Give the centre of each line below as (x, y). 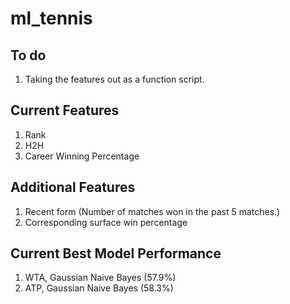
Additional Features (73, 187)
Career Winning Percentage (82, 156)
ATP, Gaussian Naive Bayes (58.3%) (99, 288)
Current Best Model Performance (116, 253)
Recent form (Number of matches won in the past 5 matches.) (152, 211)
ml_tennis (51, 18)
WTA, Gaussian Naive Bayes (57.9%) (100, 278)
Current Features (65, 110)
